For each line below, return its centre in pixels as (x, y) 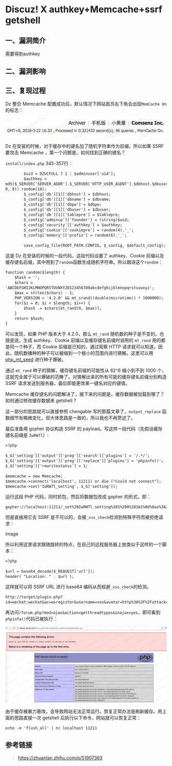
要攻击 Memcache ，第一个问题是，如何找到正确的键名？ (66, 152)
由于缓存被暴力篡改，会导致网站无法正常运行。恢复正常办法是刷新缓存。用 (84, 712)
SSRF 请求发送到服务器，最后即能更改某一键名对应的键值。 (68, 383)
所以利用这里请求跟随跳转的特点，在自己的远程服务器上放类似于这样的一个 (84, 544)
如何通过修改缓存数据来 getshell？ (41, 400)
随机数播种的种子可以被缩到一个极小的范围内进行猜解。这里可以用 (84, 353)
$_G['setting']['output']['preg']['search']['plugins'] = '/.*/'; (78, 456)
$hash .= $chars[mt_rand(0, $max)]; (63, 308)
